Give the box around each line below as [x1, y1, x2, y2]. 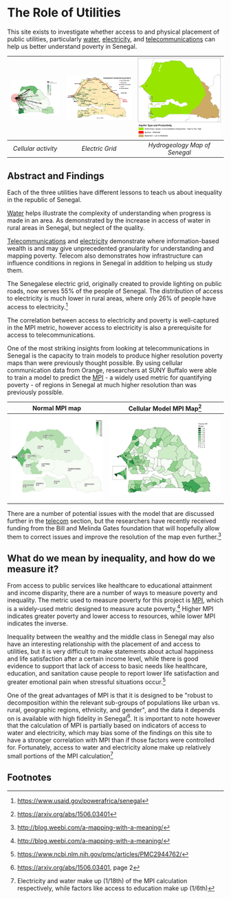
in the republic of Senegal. [7, 196, 82, 204]
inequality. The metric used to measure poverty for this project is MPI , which [7, 596, 223, 604]
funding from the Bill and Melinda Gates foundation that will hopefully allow [7, 524, 220, 532]
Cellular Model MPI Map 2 [128, 403, 202, 413]
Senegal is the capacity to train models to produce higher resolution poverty [7, 351, 223, 360]
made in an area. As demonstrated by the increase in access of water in [7, 216, 211, 225]
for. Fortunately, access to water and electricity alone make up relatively [7, 743, 211, 752]
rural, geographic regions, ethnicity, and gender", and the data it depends [7, 705, 215, 714]
